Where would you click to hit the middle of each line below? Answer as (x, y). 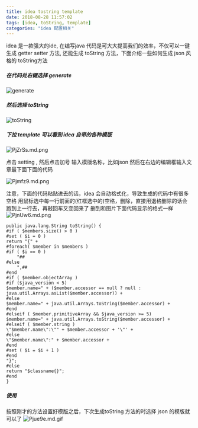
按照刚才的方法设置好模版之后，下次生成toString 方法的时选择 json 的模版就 (98, 411)
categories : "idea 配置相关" (40, 28)
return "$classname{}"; (35, 371)
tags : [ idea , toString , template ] (49, 23)
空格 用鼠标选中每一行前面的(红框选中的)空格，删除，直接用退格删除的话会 (97, 201)
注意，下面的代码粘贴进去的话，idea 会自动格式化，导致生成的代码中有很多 (98, 194)
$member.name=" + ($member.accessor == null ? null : (74, 288)
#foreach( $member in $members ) (47, 247)
